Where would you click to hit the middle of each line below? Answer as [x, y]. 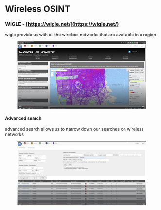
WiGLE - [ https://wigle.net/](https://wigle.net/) [62, 24]
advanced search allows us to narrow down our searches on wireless [74, 129]
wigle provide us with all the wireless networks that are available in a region [81, 35]
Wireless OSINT [38, 9]
